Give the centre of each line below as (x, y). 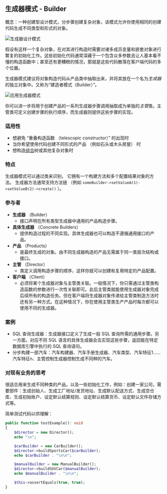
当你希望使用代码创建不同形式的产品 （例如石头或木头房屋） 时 (77, 144)
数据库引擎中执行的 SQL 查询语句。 (48, 346)
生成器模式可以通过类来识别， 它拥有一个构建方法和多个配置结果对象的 (77, 176)
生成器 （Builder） (31, 214)
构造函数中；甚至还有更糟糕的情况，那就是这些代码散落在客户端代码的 (85, 62)
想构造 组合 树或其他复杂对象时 (43, 150)
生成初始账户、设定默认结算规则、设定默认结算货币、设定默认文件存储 (85, 397)
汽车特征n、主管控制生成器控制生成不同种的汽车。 (64, 359)
